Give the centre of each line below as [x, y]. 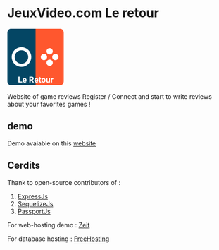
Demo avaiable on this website [52, 143]
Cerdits [24, 166]
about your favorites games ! [49, 104]
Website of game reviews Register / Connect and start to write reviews [110, 96]
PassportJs [34, 211]
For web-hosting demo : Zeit [49, 225]
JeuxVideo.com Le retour [83, 13]
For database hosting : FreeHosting [58, 239]
